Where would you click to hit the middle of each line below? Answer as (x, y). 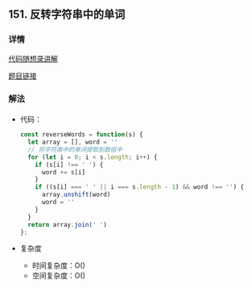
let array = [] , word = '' (73, 142)
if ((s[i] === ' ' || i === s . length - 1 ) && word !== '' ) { (139, 187)
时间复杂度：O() (59, 265)
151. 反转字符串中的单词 (67, 15)
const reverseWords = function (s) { (81, 135)
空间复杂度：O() (59, 276)
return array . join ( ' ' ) (67, 224)
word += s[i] (64, 172)
